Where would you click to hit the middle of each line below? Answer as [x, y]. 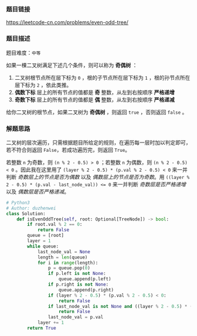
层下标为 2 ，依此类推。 [43, 85]
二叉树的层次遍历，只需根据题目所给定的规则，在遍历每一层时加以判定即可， [98, 142]
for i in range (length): [68, 263]
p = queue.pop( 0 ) [69, 268]
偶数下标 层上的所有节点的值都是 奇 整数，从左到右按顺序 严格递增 [94, 92]
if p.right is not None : [78, 285]
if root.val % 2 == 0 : [55, 225]
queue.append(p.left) [85, 279]
